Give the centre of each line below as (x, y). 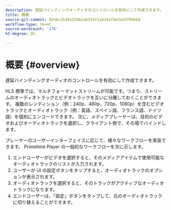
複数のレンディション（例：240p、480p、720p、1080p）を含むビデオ (90, 104)
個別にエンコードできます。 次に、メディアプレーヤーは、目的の (86, 116)
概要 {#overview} (43, 65)
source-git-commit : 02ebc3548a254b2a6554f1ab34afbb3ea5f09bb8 (73, 19)
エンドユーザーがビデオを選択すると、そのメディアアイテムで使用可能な (89, 157)
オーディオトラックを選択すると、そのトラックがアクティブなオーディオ (88, 183)
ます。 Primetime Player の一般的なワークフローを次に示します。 (78, 147)
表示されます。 (42, 176)
